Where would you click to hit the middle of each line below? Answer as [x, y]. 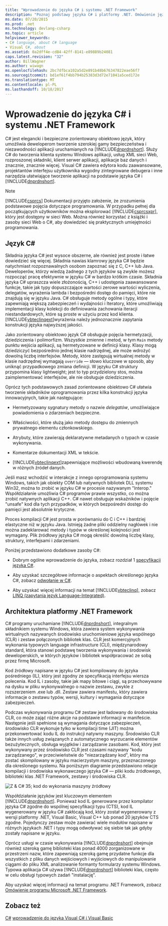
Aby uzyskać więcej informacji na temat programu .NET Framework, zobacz [83, 885]
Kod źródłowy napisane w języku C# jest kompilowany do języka [72, 671]
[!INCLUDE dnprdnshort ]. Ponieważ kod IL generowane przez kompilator [79, 801]
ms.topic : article [24, 33]
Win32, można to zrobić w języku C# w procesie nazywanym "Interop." [78, 488]
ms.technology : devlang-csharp [38, 29]
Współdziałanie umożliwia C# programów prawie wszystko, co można [77, 493]
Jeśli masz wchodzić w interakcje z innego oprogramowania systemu [77, 477]
